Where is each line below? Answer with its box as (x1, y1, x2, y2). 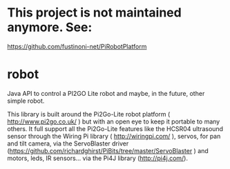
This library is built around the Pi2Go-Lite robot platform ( (7, 110, 171, 118)
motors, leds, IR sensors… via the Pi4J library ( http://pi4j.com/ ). (7, 154, 189, 162)
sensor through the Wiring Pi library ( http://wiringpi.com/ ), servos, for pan (7, 132, 221, 140)
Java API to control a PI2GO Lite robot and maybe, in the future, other (7, 89, 205, 97)
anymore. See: (7, 19, 93, 35)
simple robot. (7, 97, 45, 105)
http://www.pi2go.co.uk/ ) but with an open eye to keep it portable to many (7, 117, 220, 126)
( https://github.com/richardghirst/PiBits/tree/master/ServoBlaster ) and (7, 146, 209, 155)
